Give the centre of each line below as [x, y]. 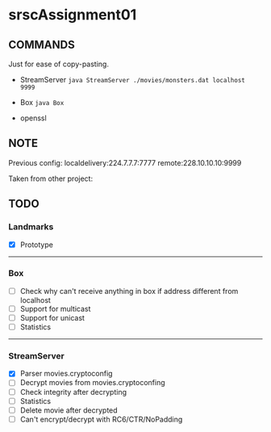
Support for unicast [52, 317]
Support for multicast [55, 308]
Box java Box [42, 102]
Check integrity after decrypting [73, 392]
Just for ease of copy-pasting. [58, 64]
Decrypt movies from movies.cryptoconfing [92, 383]
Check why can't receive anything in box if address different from [129, 291]
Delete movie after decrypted [69, 410]
